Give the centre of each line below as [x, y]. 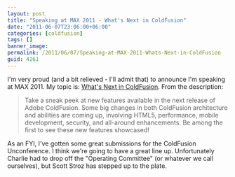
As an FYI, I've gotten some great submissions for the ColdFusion [102, 143]
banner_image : [28, 46]
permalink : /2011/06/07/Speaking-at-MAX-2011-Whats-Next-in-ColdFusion [114, 53]
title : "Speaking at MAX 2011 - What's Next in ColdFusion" [97, 20]
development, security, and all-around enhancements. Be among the [123, 122]
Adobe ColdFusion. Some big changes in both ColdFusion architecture [126, 107]
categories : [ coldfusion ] [45, 33]
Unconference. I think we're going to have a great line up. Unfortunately [111, 150]
